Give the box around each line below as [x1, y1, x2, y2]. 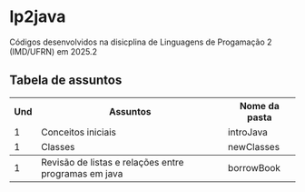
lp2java [9, 6, 66, 27]
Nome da [239, 99, 280, 112]
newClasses [228, 140, 280, 153]
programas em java [40, 167, 123, 179]
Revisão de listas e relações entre [40, 156, 184, 168]
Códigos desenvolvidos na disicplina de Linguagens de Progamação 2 [9, 36, 272, 47]
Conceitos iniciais [40, 126, 116, 138]
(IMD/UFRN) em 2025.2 [9, 45, 98, 56]
